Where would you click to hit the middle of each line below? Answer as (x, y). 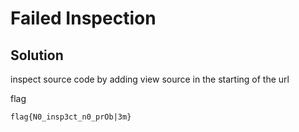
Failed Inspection (83, 18)
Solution (37, 55)
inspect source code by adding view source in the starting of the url (150, 79)
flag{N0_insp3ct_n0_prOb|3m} (71, 117)
